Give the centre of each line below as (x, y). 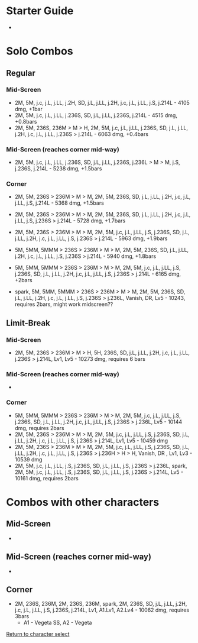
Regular (21, 73)
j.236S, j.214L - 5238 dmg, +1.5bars (58, 169)
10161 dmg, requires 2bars (46, 478)
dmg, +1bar (28, 109)
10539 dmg (28, 459)
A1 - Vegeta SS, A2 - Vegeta (58, 623)
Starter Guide (40, 11)
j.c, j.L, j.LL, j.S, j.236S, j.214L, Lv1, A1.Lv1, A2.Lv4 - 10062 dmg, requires (102, 610)
